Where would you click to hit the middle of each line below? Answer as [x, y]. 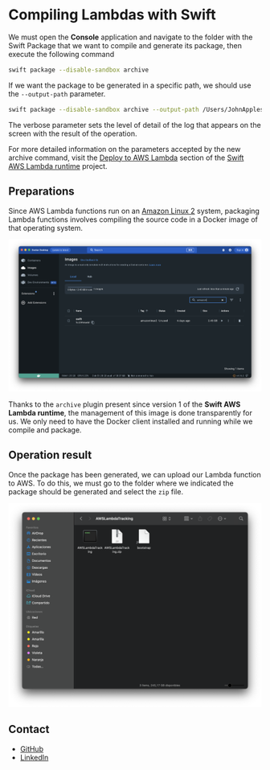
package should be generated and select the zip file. [96, 491]
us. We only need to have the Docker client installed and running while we [131, 421]
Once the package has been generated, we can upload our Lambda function [135, 474]
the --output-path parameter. [57, 93]
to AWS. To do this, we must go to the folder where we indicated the [121, 483]
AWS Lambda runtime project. [58, 166]
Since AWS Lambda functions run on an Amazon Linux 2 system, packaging [134, 211]
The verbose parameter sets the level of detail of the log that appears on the [135, 125]
